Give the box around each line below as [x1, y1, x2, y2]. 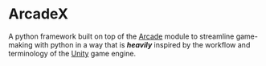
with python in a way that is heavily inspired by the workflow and [34, 39, 251, 49]
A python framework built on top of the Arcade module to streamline [8, 31, 235, 41]
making [8, 39, 34, 49]
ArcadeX [8, 5, 68, 23]
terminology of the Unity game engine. [8, 48, 137, 58]
